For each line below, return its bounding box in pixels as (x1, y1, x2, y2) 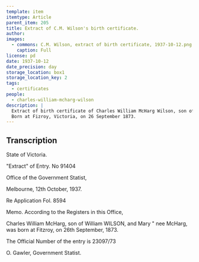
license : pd (6, 53, 36, 59)
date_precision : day (6, 63, 57, 70)
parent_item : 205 (6, 20, 49, 25)
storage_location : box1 (6, 69, 65, 75)
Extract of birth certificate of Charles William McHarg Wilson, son (11, 108, 187, 114)
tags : (6, 81, 20, 87)
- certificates (11, 86, 49, 92)
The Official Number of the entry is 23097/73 (6, 238, 117, 245)
